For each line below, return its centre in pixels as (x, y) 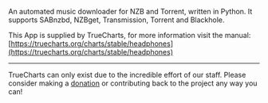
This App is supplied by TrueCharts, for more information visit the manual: (130, 35)
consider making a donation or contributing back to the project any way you (133, 83)
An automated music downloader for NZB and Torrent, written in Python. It (130, 11)
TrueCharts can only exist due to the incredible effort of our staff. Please (127, 75)
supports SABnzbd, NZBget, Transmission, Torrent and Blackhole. (116, 20)
